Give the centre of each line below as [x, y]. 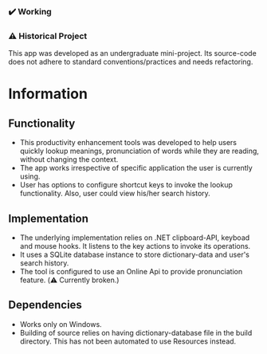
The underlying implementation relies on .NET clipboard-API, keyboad [135, 238]
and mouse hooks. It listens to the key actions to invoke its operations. [135, 246]
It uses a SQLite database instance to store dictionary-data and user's [134, 255]
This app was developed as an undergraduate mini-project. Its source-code [132, 53]
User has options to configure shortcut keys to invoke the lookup [126, 185]
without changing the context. [69, 159]
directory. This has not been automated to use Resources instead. [128, 341]
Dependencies [45, 305]
